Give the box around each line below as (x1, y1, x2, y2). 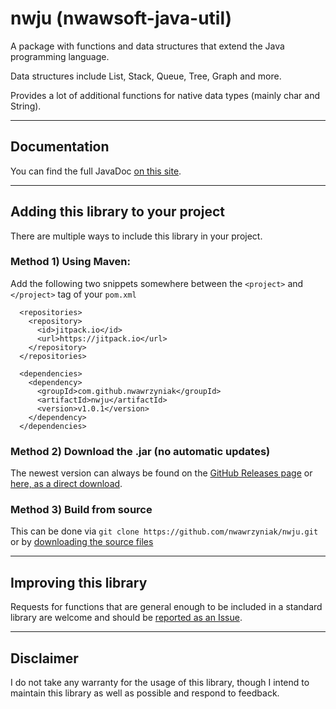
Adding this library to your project (10, 203, 225, 221)
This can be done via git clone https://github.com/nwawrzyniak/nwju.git (10, 525, 319, 537)
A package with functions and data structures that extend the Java (10, 40, 285, 52)
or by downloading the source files (10, 536, 154, 548)
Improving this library (10, 574, 148, 591)
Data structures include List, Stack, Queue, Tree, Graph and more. (10, 70, 282, 82)
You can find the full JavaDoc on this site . (10, 165, 182, 177)
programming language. (10, 50, 110, 62)
